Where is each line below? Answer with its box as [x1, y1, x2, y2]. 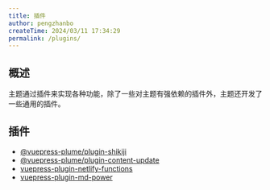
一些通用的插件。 [8, 99, 65, 109]
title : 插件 [8, 11, 46, 20]
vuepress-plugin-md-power [19, 172, 113, 182]
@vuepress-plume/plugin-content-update [19, 155, 160, 165]
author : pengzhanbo [8, 19, 74, 27]
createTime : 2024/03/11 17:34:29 [8, 27, 121, 35]
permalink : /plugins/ [8, 34, 81, 43]
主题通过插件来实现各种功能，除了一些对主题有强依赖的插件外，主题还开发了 [8, 89, 263, 99]
